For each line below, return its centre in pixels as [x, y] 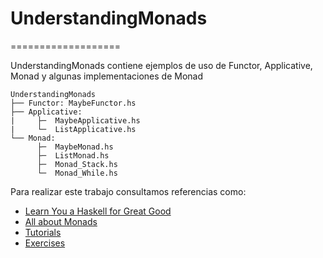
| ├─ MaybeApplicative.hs [75, 120]
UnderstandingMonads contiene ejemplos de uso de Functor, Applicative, [161, 65]
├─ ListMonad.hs [73, 155]
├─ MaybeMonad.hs [75, 147]
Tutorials [43, 232]
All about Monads [61, 221]
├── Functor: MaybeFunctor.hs [73, 103]
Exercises [45, 243]
